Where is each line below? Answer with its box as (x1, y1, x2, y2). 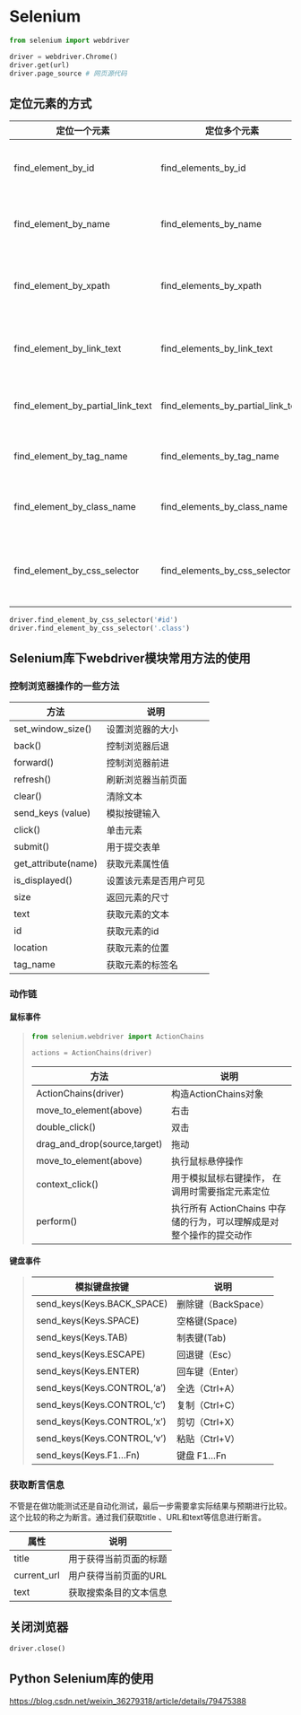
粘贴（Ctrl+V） (176, 1432, 240, 1445)
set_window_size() (13, 722, 92, 735)
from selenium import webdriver (9, 36, 130, 45)
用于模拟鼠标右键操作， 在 (171, 1171, 282, 1184)
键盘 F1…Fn (176, 1449, 227, 1462)
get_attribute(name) (13, 857, 99, 870)
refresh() (13, 773, 52, 785)
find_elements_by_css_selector (160, 564, 291, 577)
